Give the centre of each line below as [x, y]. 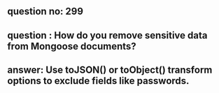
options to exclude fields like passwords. [98, 81]
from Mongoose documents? [72, 46]
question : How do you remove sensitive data [107, 35]
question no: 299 [45, 12]
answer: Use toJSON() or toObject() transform [110, 70]
